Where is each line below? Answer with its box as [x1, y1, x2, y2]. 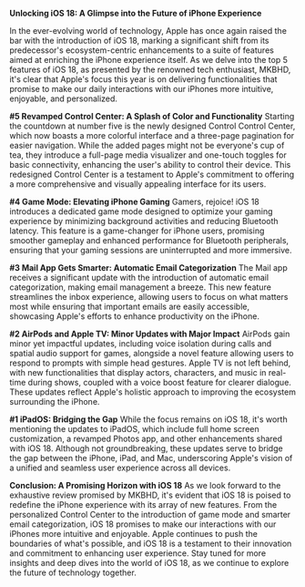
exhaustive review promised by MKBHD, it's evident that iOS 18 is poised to [9, 489, 291, 500]
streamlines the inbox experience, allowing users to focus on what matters [9, 292, 289, 302]
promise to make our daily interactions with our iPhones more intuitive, [9, 84, 274, 94]
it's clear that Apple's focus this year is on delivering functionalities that [9, 74, 278, 85]
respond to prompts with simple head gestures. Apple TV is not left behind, [9, 357, 291, 368]
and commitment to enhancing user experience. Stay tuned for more [9, 548, 267, 559]
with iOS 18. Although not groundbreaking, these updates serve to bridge [9, 443, 284, 454]
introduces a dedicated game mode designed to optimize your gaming [9, 206, 273, 217]
